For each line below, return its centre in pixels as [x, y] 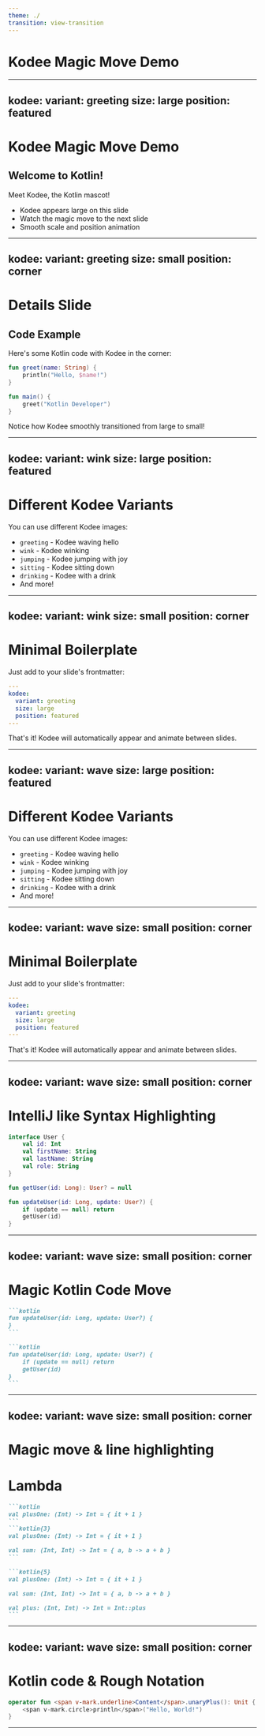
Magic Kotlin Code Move [90, 1290]
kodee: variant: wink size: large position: [110, 458]
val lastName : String [58, 1159]
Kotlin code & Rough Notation [106, 1681]
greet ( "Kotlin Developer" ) [67, 404]
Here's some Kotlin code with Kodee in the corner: [90, 354]
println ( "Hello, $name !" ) [65, 376]
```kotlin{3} [30, 1529]
